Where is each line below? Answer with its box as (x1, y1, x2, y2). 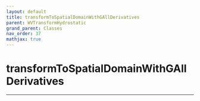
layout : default (6, 8, 46, 15)
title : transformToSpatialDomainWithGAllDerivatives (6, 14, 140, 20)
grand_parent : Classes (6, 25, 62, 31)
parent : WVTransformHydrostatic (6, 20, 86, 26)
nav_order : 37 (6, 31, 42, 37)
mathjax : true (6, 36, 42, 42)
